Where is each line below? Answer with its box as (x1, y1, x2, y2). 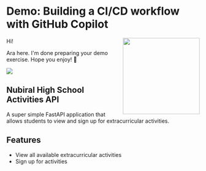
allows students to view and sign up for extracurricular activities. (6, 117, 170, 125)
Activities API (6, 95, 59, 105)
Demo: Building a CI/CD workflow (6, 4, 180, 18)
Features (6, 135, 41, 145)
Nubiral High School (6, 85, 85, 95)
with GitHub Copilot (6, 17, 109, 31)
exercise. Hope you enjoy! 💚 (6, 56, 77, 63)
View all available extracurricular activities (15, 151, 122, 158)
